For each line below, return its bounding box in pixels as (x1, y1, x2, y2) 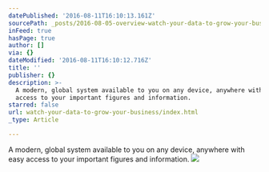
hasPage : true (8, 34, 56, 42)
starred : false (8, 101, 59, 109)
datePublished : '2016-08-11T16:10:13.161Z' (8, 11, 156, 20)
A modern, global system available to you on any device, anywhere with (8, 145, 246, 154)
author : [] (8, 42, 45, 50)
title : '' (8, 64, 42, 72)
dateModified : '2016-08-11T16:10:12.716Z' (8, 57, 152, 65)
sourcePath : (8, 19, 48, 27)
